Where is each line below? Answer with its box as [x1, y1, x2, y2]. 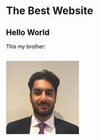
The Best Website [6, 4, 94, 18]
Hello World [6, 28, 49, 37]
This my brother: [6, 43, 46, 50]
